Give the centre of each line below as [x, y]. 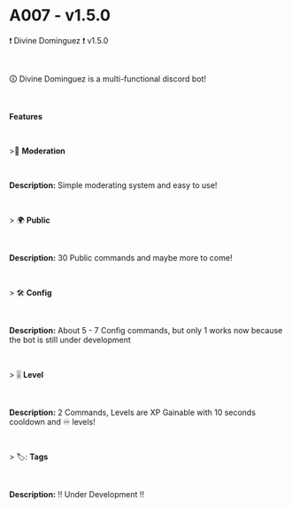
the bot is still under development [70, 340]
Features [26, 116]
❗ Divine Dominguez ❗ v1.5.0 [59, 40]
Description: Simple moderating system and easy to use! [113, 185]
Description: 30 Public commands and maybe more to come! [121, 257]
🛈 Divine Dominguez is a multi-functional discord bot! [108, 78]
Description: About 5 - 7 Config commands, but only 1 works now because [146, 330]
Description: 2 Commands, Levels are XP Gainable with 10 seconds [133, 412]
